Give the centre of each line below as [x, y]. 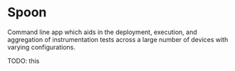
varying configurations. [42, 47]
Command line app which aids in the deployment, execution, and [102, 32]
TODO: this [23, 60]
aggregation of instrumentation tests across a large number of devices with [118, 39]
